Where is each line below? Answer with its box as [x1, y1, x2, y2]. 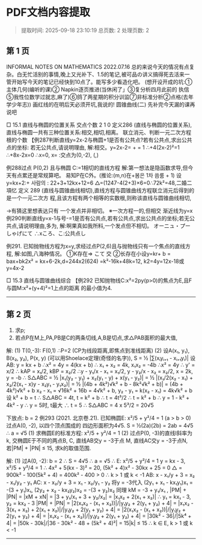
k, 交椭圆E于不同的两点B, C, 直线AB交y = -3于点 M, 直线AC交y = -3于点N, [6, 436, 188, 444]
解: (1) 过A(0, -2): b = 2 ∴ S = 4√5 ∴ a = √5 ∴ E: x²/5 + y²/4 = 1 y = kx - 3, [6, 457, 186, 464]
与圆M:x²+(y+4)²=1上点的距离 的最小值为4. [6, 284, 112, 291]
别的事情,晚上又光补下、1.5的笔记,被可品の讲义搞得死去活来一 [37, 71, 190, 78]
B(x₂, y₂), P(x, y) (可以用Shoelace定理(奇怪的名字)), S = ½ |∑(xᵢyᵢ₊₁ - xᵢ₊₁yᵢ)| [6, 354, 189, 362]
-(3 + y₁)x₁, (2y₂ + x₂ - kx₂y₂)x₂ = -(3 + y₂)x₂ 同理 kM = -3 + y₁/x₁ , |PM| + [6, 486, 187, 493]
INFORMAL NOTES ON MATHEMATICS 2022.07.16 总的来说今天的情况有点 [6, 63, 189, 70]
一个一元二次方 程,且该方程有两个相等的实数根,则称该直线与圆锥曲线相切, [11, 194, 192, 201]
